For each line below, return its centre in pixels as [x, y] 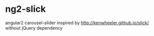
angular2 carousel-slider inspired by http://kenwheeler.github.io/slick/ [77, 23]
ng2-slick [25, 9]
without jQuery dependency [34, 28]
